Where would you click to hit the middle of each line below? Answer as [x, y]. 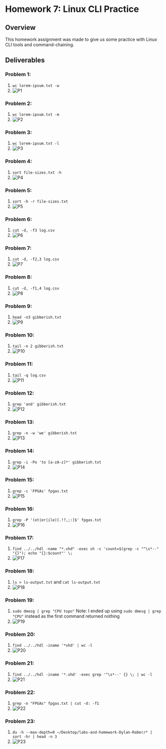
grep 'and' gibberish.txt [39, 404]
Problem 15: [20, 480]
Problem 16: [20, 509]
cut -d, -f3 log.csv [33, 230]
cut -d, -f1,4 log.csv [36, 288]
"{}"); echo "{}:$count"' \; [42, 553]
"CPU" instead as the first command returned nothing [66, 616]
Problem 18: [20, 571]
